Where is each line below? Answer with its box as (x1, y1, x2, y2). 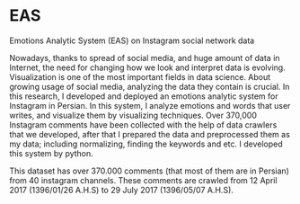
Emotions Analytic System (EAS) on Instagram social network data (9, 35, 255, 46)
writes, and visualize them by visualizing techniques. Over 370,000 (9, 110, 258, 120)
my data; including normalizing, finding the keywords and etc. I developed (9, 138, 283, 149)
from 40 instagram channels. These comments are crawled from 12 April (9, 174, 278, 185)
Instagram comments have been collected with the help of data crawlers (9, 119, 278, 130)
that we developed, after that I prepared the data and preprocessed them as (9, 129, 290, 139)
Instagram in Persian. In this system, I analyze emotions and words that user (9, 100, 291, 111)
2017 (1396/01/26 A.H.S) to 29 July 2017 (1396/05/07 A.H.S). (9, 184, 234, 195)
